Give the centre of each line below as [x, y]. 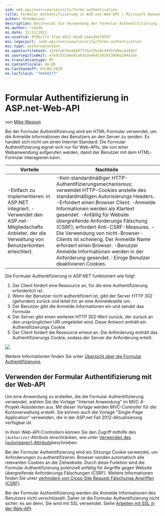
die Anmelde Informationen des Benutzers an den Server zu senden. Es [77, 136]
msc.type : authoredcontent [33, 46]
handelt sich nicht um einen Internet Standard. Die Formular [66, 142]
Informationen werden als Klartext [95, 208]
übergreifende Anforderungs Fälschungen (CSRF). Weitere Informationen [79, 473]
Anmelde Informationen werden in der [100, 251]
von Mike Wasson [23, 122]
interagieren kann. [43, 157]
